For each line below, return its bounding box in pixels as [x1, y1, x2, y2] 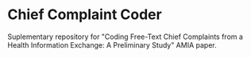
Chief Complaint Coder [7, 6, 162, 24]
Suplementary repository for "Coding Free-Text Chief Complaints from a [7, 32, 244, 41]
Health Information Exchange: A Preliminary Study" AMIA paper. [7, 40, 218, 49]
